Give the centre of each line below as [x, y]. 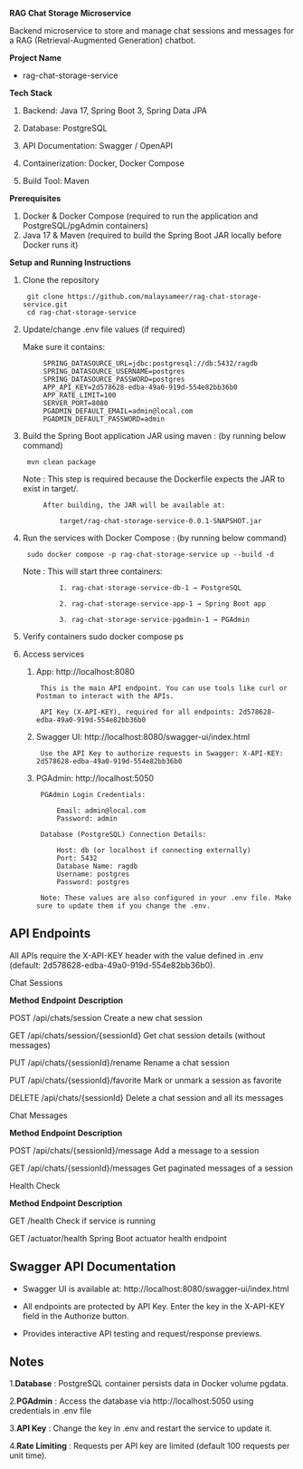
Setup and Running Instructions [70, 263]
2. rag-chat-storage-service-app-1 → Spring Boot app [163, 604]
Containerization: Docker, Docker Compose [104, 163]
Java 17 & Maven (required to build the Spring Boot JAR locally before [152, 235]
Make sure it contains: [64, 347]
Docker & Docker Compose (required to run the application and [140, 216]
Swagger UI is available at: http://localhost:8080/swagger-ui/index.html [156, 1289]
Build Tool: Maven [56, 181]
